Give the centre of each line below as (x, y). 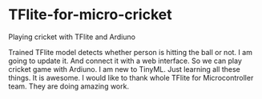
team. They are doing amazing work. (69, 86)
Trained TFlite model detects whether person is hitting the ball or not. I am (130, 52)
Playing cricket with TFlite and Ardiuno (72, 37)
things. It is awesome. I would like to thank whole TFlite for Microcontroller (131, 77)
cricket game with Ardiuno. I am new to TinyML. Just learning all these (124, 69)
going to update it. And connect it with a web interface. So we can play (125, 61)
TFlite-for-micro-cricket (90, 15)
